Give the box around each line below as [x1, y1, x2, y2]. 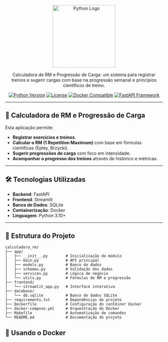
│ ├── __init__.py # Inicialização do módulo [5, 253, 122, 259]
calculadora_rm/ [5, 245, 39, 250]
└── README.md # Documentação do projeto [5, 315, 122, 320]
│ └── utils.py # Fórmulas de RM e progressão [5, 275, 131, 280]
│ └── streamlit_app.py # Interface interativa [5, 284, 115, 289]
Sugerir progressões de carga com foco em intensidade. [12, 150, 131, 156]
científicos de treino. [62, 83, 105, 88]
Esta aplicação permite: [5, 124, 54, 130]
